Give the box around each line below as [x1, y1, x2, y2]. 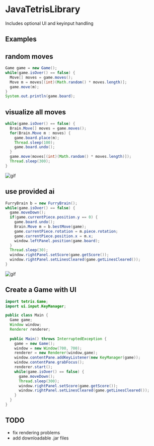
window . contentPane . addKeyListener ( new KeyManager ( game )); [14, 355, 141, 360]
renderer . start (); [14, 365, 53, 370]
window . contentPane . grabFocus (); [14, 360, 85, 365]
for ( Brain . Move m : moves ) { [10, 130, 71, 136]
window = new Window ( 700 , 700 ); [14, 345, 82, 351]
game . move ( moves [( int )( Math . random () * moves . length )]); [10, 154, 132, 159]
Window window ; [10, 322, 42, 327]
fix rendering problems [12, 429, 60, 435]
